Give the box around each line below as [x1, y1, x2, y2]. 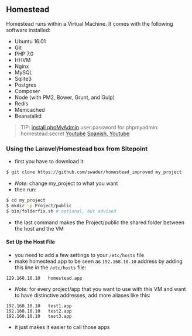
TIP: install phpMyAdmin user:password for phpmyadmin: [20, 124, 159, 131]
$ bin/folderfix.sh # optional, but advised [6, 208, 116, 214]
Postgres [14, 81, 37, 88]
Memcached [14, 106, 45, 113]
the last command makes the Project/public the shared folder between [14, 219, 185, 226]
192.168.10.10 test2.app [6, 308, 72, 314]
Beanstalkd [14, 112, 42, 119]
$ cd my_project [6, 197, 46, 203]
